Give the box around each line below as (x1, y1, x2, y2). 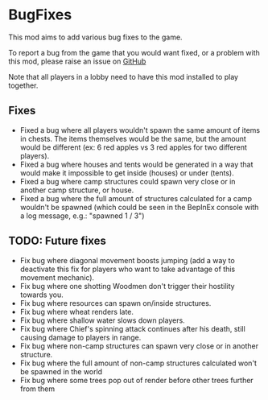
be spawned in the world (19, 366, 103, 376)
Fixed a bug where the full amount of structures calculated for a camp (19, 193, 252, 203)
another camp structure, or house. (19, 185, 134, 195)
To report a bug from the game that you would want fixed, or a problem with (8, 47, 260, 57)
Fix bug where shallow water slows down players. (19, 315, 185, 325)
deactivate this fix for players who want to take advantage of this (19, 264, 236, 274)
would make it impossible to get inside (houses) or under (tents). (19, 167, 235, 178)
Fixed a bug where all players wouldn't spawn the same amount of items (19, 125, 260, 134)
